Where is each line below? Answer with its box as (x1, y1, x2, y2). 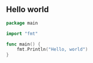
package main (6, 20, 38, 26)
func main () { (6, 41, 41, 47)
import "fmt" (6, 30, 38, 37)
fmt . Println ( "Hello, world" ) (16, 47, 88, 52)
